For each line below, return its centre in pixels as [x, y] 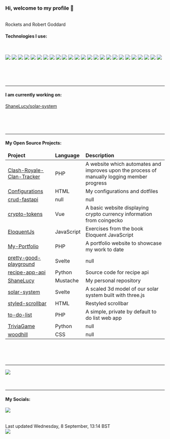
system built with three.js [115, 295]
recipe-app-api [27, 272]
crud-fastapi [23, 199]
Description [100, 155]
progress [96, 183]
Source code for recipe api [117, 272]
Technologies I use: [26, 36]
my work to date [104, 249]
